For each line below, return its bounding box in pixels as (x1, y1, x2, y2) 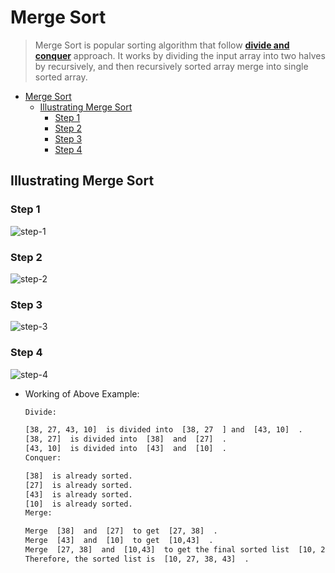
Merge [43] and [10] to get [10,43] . (24, 536, 214, 546)
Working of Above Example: (24, 387, 140, 400)
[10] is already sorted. (24, 499, 133, 509)
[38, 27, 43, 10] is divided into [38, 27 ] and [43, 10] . (24, 425, 303, 435)
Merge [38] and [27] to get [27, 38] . (24, 526, 218, 536)
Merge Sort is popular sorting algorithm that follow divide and (34, 39, 290, 51)
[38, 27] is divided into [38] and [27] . (24, 434, 227, 445)
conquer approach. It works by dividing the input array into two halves (34, 49, 326, 61)
